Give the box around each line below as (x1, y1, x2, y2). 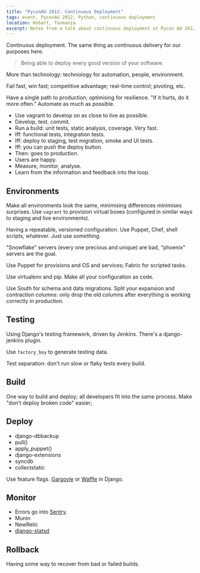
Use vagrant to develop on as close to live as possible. (14, 112, 149, 119)
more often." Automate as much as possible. (6, 101, 115, 108)
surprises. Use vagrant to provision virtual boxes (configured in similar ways (6, 208, 193, 215)
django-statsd (14, 527, 49, 534)
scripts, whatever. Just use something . (6, 233, 101, 240)
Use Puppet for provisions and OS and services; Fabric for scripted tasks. (6, 262, 187, 269)
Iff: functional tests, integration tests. (14, 131, 105, 138)
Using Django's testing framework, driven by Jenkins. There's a (6, 330, 162, 337)
